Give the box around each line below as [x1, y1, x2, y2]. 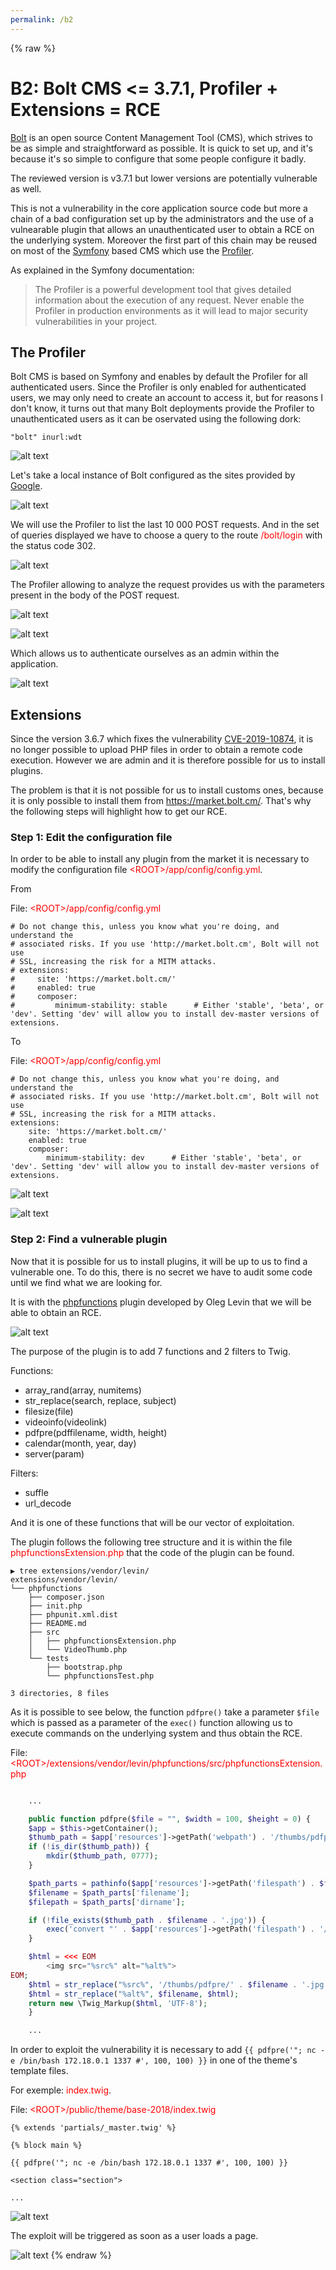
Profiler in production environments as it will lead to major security [34, 304, 309, 316]
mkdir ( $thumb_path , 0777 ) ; [46, 1851, 159, 1861]
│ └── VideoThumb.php [28, 1644, 128, 1655]
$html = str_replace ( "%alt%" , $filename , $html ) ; [28, 1989, 240, 1999]
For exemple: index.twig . [10, 2084, 112, 2096]
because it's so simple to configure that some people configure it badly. [10, 152, 307, 165]
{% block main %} [10, 2141, 83, 2151]
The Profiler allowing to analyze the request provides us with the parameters [10, 579, 326, 591]
